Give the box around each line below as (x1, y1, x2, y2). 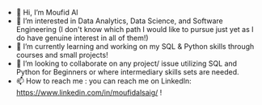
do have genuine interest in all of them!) (15, 33, 149, 42)
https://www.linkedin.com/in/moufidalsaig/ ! (15, 88, 163, 97)
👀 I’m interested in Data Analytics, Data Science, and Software (15, 16, 224, 26)
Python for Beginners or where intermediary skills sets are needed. (15, 67, 240, 76)
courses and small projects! (15, 50, 108, 59)
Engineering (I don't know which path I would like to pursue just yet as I (15, 25, 254, 34)
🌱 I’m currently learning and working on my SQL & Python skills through (15, 42, 255, 51)
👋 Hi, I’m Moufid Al (15, 8, 78, 17)
